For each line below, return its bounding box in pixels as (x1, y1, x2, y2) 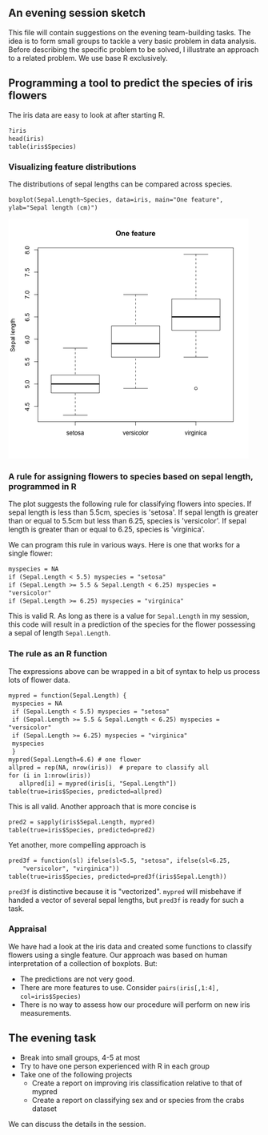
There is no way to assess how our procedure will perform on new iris (19, 1000, 250, 1009)
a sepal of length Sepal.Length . (8, 628, 110, 638)
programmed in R (8, 480, 77, 491)
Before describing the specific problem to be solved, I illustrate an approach (8, 44, 259, 54)
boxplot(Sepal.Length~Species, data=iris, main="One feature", (8, 195, 224, 203)
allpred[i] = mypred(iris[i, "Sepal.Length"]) (18, 780, 178, 788)
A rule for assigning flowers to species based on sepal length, (8, 471, 254, 482)
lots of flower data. (8, 675, 70, 684)
